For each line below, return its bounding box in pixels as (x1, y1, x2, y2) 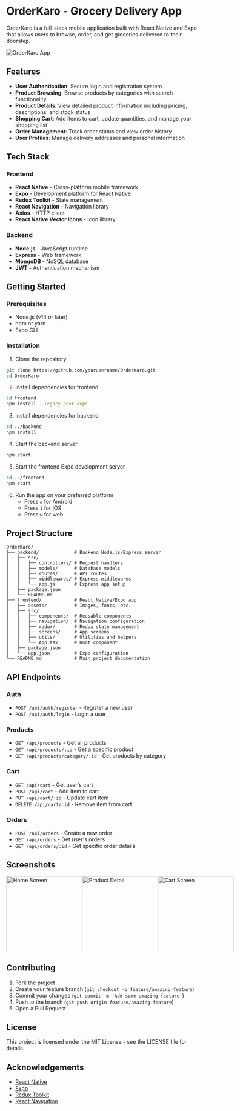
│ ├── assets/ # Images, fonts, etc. (6, 602, 132, 609)
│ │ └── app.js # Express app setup (6, 581, 126, 587)
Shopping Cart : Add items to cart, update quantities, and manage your (15, 115, 192, 122)
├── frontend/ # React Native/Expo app (6, 597, 137, 604)
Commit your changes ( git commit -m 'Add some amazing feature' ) (15, 992, 185, 999)
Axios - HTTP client (15, 209, 65, 216)
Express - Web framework (15, 251, 82, 258)
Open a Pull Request (15, 1004, 67, 1012)
